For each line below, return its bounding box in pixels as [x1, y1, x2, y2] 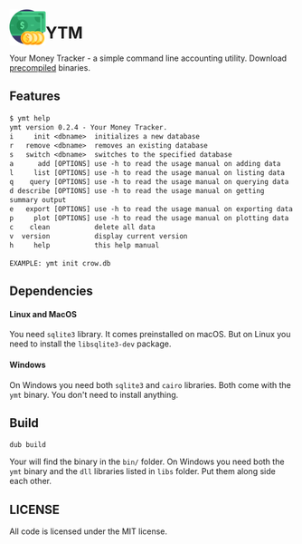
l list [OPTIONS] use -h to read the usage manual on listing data [9, 168, 285, 177]
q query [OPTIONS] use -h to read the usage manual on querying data [9, 177, 289, 186]
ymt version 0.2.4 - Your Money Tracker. [9, 122, 168, 131]
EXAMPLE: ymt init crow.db [9, 258, 111, 267]
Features [9, 89, 61, 104]
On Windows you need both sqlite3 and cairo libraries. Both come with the [9, 379, 291, 390]
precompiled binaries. [9, 62, 90, 73]
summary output [9, 195, 67, 204]
